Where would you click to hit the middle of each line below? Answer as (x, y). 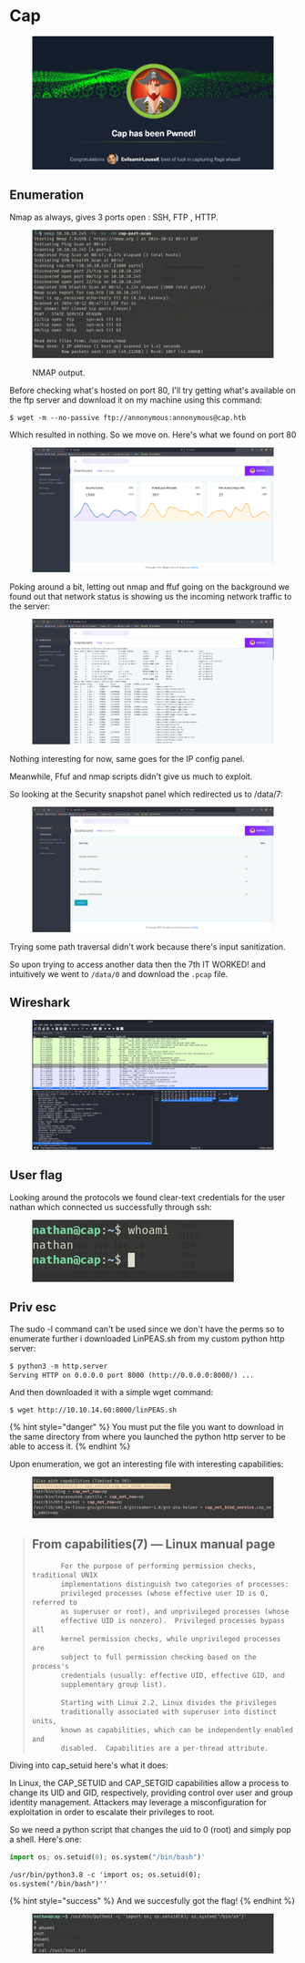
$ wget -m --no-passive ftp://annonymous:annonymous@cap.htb (128, 418)
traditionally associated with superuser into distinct (169, 1712)
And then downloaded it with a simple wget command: (112, 1393)
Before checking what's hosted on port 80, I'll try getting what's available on (152, 391)
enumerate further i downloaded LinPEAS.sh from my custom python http (147, 1339)
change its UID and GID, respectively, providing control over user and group (151, 1793)
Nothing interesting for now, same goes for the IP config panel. (127, 759)
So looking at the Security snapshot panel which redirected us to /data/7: (147, 795)
